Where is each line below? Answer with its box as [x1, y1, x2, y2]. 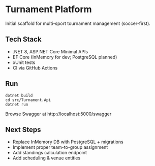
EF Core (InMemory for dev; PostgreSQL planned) [12, 54, 117, 60]
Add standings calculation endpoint [12, 150, 87, 156]
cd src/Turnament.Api [5, 97, 51, 103]
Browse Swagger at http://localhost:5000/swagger [5, 111, 112, 117]
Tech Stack [5, 35, 42, 44]
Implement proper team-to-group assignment [12, 144, 108, 150]
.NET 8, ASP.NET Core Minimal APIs [12, 48, 88, 54]
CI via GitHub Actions [12, 64, 58, 71]
